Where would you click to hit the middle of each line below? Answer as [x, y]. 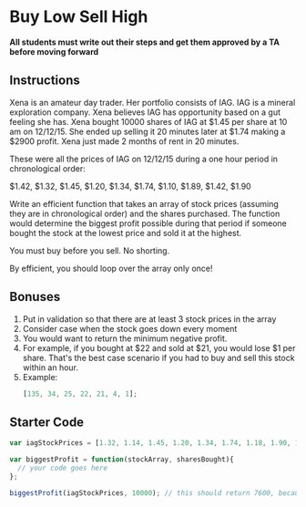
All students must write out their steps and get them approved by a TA [145, 42]
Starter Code [47, 422]
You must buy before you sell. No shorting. [90, 250]
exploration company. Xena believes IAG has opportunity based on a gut [145, 112]
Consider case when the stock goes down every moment [130, 328]
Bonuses [35, 297]
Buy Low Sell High [79, 17]
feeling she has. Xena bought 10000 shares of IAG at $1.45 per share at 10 [148, 121]
